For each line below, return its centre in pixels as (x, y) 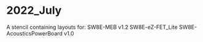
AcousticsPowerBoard (35, 33)
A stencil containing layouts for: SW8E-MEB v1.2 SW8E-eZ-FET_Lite (92, 27)
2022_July (34, 10)
